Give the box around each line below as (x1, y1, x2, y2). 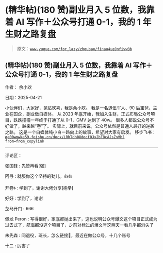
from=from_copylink (5, 139, 45, 144)
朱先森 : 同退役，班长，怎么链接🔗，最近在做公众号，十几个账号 (5, 232, 131, 238)
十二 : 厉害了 (5, 242, 30, 248)
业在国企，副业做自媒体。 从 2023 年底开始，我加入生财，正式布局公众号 (5, 111, 151, 117)
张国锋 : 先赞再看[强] (5, 163, 46, 169)
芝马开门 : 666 (5, 205, 34, 211)
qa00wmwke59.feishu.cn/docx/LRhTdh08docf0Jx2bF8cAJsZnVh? (5, 135, 125, 139)
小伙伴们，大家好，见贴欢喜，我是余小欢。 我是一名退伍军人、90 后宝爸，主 (5, 105, 158, 111)
